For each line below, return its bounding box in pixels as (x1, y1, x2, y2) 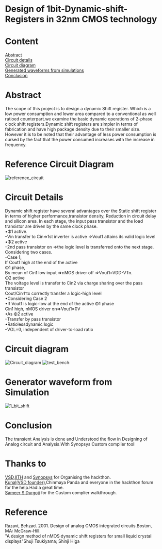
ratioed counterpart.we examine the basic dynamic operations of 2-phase (5, 116, 153, 122)
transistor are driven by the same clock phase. (5, 223, 98, 229)
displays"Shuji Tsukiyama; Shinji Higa (5, 538, 80, 544)
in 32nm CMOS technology (46, 14, 157, 25)
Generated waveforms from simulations (5, 67, 84, 73)
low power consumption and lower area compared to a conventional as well (5, 111, 156, 117)
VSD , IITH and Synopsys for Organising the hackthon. (5, 474, 111, 480)
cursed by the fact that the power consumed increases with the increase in (5, 137, 155, 143)
